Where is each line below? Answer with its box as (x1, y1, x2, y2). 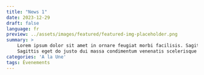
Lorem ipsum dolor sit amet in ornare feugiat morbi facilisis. (17, 43, 183, 49)
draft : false (6, 20, 39, 26)
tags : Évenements (6, 59, 50, 65)
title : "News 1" (6, 8, 47, 15)
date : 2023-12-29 (6, 15, 50, 21)
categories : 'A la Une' (6, 54, 67, 60)
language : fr (6, 25, 39, 32)
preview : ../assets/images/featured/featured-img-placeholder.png (6, 31, 178, 37)
